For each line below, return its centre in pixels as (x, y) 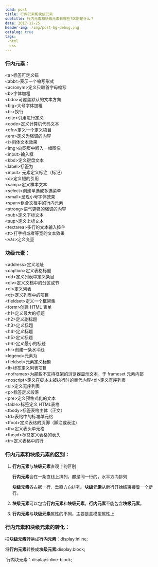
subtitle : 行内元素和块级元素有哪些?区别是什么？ (50, 18)
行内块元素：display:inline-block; (39, 559)
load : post (16, 9)
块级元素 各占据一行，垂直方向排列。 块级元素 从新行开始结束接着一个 (80, 487)
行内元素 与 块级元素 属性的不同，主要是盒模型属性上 (63, 514)
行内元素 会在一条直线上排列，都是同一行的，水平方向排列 (70, 477)
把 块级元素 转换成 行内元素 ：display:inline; (46, 539)
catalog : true (19, 32)
